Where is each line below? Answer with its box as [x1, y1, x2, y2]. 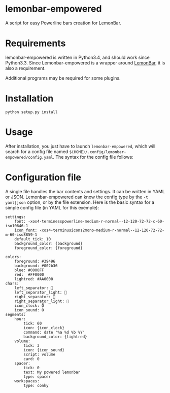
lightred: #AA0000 [14, 276, 53, 281]
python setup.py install [5, 110, 58, 115]
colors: [5, 254, 22, 259]
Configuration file [5, 171, 81, 183]
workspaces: [14, 378, 40, 383]
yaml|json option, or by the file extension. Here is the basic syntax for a [5, 199, 155, 205]
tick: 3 [23, 343, 40, 348]
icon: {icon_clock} [23, 325, 65, 330]
